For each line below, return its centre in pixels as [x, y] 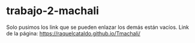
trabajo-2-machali [52, 11]
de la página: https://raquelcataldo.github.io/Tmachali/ [73, 33]
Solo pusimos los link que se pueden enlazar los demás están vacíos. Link [98, 27]
